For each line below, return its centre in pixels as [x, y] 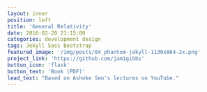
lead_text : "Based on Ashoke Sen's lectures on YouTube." [93, 78]
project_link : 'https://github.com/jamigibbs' [76, 59]
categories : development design [54, 39]
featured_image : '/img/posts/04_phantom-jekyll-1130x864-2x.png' [104, 53]
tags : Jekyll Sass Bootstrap [49, 46]
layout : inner [28, 13]
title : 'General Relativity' [49, 26]
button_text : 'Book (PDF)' [46, 71]
